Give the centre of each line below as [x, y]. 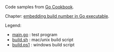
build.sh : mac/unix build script [43, 40]
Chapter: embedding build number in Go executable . [57, 16]
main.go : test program [35, 35]
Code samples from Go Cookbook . [39, 7]
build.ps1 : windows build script [43, 45]
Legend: [13, 25]
